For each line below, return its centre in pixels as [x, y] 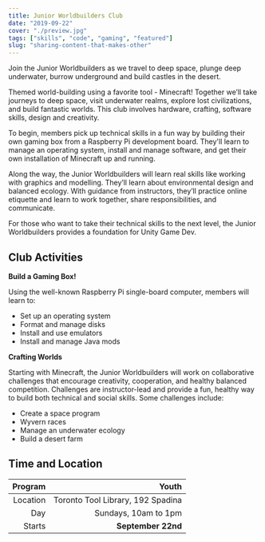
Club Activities [46, 257]
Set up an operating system [65, 316]
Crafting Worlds [35, 357]
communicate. [32, 208]
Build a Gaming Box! [42, 276]
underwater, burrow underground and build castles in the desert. [115, 77]
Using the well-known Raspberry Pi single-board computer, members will [129, 292]
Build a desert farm [51, 438]
